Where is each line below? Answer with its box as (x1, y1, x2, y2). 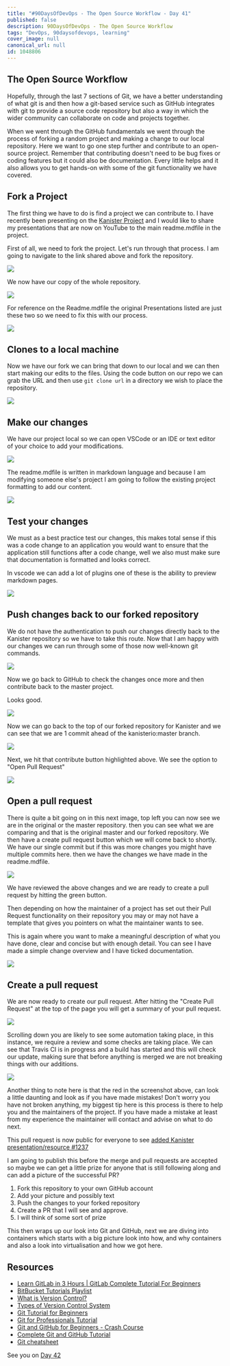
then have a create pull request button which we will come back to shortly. (7, 835, 217, 844)
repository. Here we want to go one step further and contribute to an (7, 141, 201, 150)
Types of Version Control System (16, 1302, 111, 1310)
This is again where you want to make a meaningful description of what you (7, 932, 220, 940)
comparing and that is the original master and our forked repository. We (7, 828, 209, 836)
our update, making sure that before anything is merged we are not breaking (7, 1052, 222, 1061)
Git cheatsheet (16, 1338, 59, 1346)
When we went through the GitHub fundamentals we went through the (7, 127, 205, 135)
